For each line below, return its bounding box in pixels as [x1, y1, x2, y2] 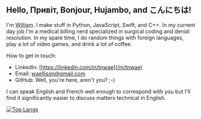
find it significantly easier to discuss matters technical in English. [6, 94, 166, 101]
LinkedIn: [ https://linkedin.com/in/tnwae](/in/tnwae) [14, 63, 143, 71]
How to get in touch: [6, 52, 57, 59]
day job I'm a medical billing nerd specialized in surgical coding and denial [6, 28, 190, 35]
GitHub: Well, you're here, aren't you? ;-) [14, 76, 115, 83]
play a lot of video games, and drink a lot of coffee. [6, 40, 133, 47]
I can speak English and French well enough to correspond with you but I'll [6, 88, 191, 95]
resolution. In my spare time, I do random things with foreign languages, [6, 34, 184, 41]
